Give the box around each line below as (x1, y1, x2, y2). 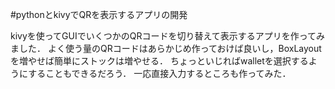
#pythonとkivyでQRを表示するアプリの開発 (10, 9, 188, 20)
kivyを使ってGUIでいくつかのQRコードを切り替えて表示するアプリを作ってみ (10, 30, 326, 42)
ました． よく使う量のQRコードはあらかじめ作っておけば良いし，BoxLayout (10, 43, 322, 54)
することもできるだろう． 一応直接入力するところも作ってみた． (28, 68, 292, 79)
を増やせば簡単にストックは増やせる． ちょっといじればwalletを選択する (10, 55, 309, 67)
